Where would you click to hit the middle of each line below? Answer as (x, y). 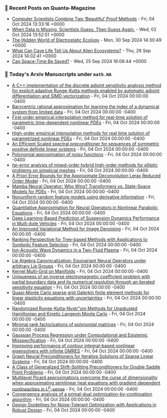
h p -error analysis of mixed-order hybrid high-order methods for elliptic (85, 165)
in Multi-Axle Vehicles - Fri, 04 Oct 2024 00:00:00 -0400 (71, 223)
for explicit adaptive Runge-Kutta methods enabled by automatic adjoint (86, 90)
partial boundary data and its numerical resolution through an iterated (83, 281)
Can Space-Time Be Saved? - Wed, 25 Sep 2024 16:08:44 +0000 (79, 61)
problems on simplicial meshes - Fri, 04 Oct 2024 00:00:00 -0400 (80, 170)
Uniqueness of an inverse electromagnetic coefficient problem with (81, 276)
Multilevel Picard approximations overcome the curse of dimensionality (85, 377)
